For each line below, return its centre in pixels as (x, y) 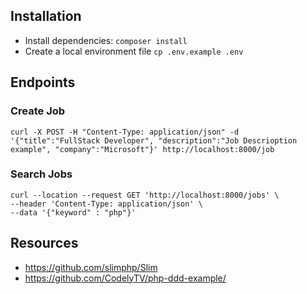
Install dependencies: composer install (106, 40)
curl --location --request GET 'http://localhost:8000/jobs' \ (145, 195)
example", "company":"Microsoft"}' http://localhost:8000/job (142, 149)
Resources (44, 243)
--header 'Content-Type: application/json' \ (106, 204)
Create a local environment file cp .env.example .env (134, 51)
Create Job (38, 111)
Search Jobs (41, 174)
